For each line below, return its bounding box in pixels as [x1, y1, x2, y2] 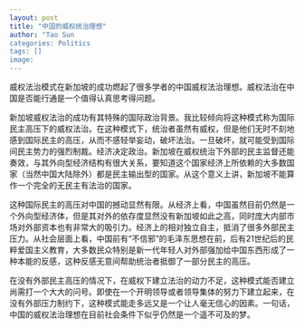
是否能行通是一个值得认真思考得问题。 [16, 92, 160, 103]
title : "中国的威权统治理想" [9, 22, 107, 31]
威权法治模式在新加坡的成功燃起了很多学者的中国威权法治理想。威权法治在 [9, 82, 287, 92]
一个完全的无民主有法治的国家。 [16, 180, 137, 190]
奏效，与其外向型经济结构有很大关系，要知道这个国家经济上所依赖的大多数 [9, 158, 287, 168]
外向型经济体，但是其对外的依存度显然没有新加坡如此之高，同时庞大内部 [16, 210, 287, 221]
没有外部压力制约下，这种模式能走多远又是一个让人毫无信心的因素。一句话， [9, 298, 295, 308]
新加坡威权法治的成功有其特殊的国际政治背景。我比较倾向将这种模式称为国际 [9, 112, 295, 122]
